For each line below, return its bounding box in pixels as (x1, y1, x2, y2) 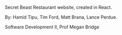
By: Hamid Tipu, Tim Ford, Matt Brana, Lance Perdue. (5, 14, 117, 20)
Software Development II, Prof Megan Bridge (5, 24, 99, 30)
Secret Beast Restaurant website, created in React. (5, 5, 112, 10)
